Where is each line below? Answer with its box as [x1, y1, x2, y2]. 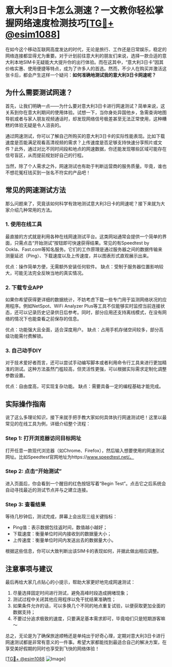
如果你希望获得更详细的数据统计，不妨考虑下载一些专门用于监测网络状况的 [5, 296, 162, 303]
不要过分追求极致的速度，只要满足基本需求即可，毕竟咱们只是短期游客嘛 [12, 615, 165, 621]
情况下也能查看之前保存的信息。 [14, 316, 82, 322]
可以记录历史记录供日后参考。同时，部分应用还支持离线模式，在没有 [18, 309, 162, 315]
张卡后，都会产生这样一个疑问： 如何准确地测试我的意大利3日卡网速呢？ [5, 72, 157, 78]
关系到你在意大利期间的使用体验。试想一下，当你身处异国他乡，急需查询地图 [5, 109, 167, 115]
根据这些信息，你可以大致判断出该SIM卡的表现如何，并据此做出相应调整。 [5, 548, 162, 554]
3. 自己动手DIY [5, 347, 42, 354]
